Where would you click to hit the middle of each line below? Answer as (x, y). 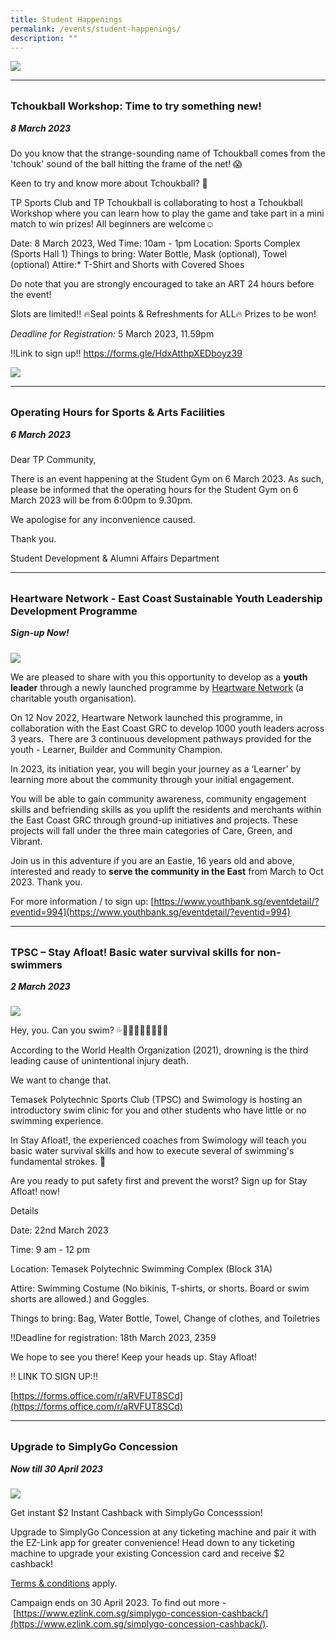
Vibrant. (26, 841)
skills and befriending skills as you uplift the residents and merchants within (166, 809)
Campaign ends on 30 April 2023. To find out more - (118, 1603)
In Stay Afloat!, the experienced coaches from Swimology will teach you (158, 1140)
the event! (31, 295)
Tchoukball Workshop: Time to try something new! (136, 106)
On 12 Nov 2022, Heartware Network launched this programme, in (146, 717)
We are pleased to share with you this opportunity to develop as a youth (159, 677)
